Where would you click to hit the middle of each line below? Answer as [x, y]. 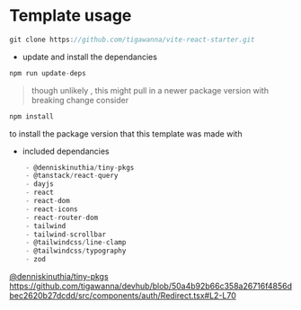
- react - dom [48, 201]
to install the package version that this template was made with [126, 133]
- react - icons [52, 209]
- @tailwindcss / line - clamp [76, 243]
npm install [31, 116]
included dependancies [66, 151]
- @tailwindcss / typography [76, 251]
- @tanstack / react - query [72, 176]
